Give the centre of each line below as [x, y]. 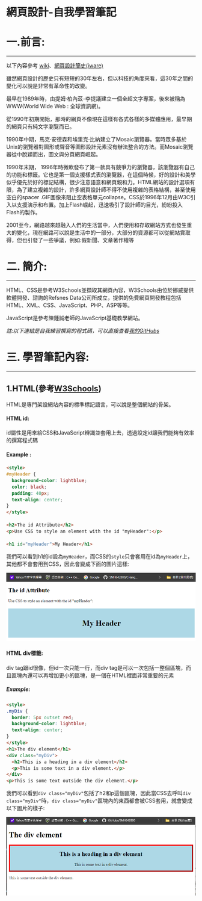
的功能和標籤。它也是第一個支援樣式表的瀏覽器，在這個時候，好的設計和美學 [101, 175]
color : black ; [29, 487]
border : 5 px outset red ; [43, 717]
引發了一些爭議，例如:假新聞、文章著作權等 [81, 240]
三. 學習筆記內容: [48, 357]
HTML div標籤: [25, 653]
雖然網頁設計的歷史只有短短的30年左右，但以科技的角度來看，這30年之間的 [100, 78]
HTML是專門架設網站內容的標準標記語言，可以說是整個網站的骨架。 [90, 404]
